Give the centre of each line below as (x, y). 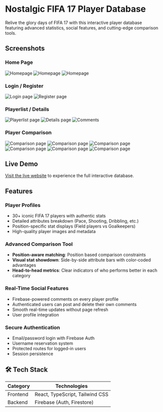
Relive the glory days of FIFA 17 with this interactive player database (74, 23)
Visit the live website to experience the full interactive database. (70, 176)
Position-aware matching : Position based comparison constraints (79, 255)
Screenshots (25, 48)
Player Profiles (23, 205)
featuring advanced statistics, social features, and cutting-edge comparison (82, 27)
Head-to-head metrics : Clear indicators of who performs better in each (85, 270)
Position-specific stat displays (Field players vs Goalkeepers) (74, 226)
